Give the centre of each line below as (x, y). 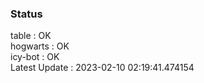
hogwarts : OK (40, 46)
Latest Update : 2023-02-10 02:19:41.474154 (102, 68)
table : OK (31, 36)
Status (26, 14)
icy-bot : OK (35, 57)
